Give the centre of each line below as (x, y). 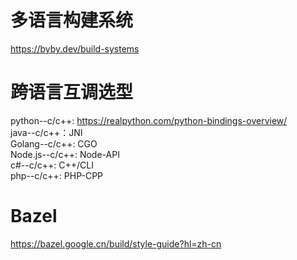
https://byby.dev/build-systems (75, 48)
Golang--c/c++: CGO (54, 143)
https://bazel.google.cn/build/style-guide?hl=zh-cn (116, 243)
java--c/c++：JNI (46, 132)
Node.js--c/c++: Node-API (65, 154)
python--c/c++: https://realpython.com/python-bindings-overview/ (149, 120)
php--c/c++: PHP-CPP (57, 175)
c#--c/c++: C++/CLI (52, 165)
